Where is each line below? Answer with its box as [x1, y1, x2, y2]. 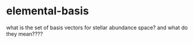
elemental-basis [6, 4, 90, 18]
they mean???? [6, 30, 43, 37]
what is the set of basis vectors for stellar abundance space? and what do [6, 24, 188, 31]
